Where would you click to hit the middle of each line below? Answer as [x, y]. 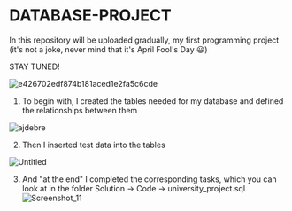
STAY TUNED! [35, 66]
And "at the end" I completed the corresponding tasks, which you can [149, 179]
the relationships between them [80, 110]
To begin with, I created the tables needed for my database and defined [153, 101]
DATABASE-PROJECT [90, 16]
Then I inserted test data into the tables [93, 145]
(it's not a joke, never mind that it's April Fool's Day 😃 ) [108, 49]
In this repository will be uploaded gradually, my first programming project [144, 40]
